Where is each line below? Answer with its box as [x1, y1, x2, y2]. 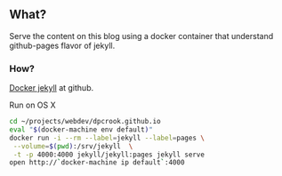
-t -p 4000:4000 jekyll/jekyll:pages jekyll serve [12, 150, 205, 159]
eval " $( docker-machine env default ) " [9, 124, 153, 134]
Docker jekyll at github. [9, 83, 94, 93]
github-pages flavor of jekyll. [9, 40, 116, 51]
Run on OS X [9, 100, 56, 110]
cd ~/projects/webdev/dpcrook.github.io [9, 117, 162, 126]
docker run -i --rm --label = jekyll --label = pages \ [9, 133, 205, 142]
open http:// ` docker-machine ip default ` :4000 [9, 158, 185, 167]
